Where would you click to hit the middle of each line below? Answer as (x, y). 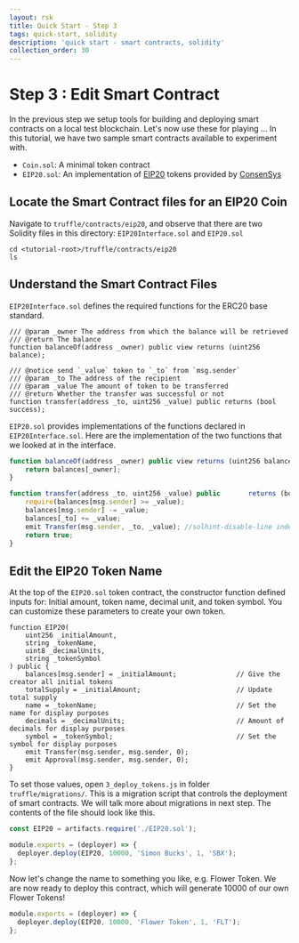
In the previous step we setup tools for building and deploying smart (134, 119)
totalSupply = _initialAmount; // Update (149, 690)
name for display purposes (59, 713)
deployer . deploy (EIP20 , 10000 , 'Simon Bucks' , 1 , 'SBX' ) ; (127, 853)
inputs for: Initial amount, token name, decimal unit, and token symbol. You (146, 602)
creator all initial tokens (61, 682)
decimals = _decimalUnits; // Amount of (155, 721)
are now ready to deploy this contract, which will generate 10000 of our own (149, 888)
